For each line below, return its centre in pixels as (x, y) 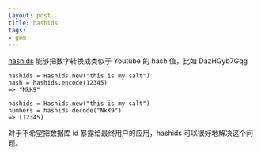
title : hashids (33, 23)
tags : (17, 30)
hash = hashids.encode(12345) (58, 83)
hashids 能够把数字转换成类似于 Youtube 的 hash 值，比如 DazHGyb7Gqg (128, 61)
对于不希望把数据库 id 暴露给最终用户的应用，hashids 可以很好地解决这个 (127, 133)
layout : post (30, 15)
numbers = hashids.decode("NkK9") (65, 111)
